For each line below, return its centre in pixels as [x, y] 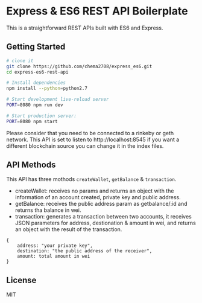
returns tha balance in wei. [48, 210]
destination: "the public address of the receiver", [85, 251]
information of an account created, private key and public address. [98, 197]
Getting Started [36, 47]
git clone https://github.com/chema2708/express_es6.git [79, 66]
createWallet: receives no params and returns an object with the [94, 191]
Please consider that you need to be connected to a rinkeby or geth [90, 133]
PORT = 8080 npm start [32, 121]
